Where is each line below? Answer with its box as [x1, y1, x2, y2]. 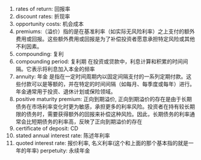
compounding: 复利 [15, 51, 64, 57]
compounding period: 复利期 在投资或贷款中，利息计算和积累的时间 [15, 58, 183, 65]
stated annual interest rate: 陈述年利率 [15, 132, 110, 139]
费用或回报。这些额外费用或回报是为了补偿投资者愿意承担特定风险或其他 [15, 35, 195, 42]
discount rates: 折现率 [15, 13, 70, 20]
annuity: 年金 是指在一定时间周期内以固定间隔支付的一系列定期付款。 [15, 73, 187, 80]
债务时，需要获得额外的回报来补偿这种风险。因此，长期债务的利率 [26, 111, 190, 117]
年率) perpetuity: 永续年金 [26, 147, 90, 154]
